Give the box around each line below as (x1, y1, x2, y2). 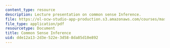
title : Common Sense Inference (5, 30, 71, 35)
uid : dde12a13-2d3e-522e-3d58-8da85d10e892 (5, 35, 99, 40)
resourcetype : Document (5, 26, 56, 31)
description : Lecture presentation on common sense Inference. (5, 12, 142, 17)
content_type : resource (5, 7, 56, 12)
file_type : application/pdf (5, 21, 65, 26)
